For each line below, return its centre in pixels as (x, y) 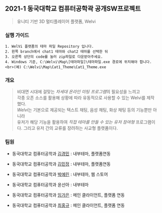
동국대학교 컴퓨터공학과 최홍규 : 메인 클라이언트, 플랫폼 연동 (68, 205)
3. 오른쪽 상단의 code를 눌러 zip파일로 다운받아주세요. (54, 57)
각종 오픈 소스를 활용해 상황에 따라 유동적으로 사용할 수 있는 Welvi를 (81, 98)
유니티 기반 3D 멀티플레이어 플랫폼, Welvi (56, 21)
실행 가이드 (17, 35)
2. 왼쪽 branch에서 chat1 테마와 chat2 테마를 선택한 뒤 (57, 52)
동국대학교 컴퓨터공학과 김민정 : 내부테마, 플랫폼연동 (61, 164)
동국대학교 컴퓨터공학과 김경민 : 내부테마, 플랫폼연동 (61, 153)
